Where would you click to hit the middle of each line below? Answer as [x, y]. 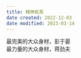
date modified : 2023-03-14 [40, 23]
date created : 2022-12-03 [39, 18]
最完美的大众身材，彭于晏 [38, 42]
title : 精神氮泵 [25, 12]
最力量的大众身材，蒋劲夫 [38, 49]
